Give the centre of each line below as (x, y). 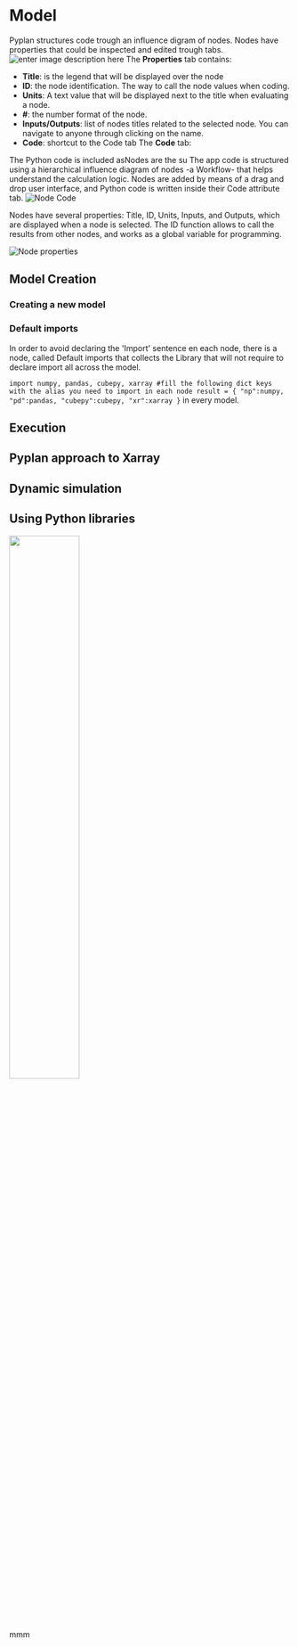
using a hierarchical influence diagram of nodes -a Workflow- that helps (141, 169)
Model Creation (53, 279)
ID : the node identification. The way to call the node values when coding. (156, 86)
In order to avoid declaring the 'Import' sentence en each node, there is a (143, 348)
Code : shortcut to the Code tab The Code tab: (107, 143)
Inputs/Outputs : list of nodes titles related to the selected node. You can (155, 123)
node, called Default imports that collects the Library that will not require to (147, 357)
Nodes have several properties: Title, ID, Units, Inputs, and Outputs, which (145, 215)
